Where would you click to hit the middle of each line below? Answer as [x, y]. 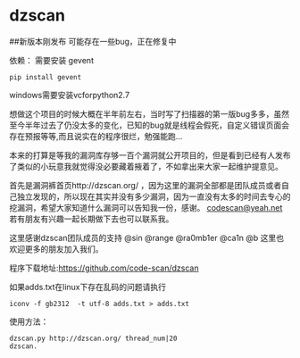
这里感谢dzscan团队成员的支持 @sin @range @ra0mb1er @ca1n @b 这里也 [146, 237]
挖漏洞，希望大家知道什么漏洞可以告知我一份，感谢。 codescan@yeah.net [146, 207]
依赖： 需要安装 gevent [51, 60]
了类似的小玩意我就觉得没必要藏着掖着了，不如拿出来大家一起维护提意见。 [146, 166]
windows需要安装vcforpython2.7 [70, 95]
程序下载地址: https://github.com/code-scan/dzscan [104, 268]
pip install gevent [46, 77]
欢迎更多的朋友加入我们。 [56, 249]
